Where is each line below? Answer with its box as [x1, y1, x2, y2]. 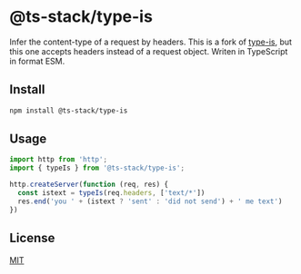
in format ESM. [9, 55, 65, 66]
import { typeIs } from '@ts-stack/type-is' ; [9, 163, 185, 173]
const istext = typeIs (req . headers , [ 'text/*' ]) [17, 189, 206, 198]
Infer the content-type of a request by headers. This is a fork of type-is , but [9, 36, 293, 47]
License [9, 230, 55, 246]
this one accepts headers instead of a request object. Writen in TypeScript [9, 45, 288, 56]
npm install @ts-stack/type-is [9, 106, 128, 115]
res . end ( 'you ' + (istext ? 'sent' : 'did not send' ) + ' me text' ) [17, 197, 283, 206]
